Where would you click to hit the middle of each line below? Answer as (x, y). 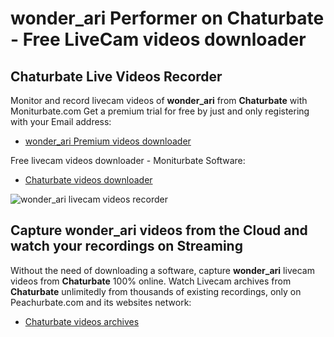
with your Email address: (61, 121)
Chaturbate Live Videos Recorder (116, 76)
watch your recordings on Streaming (126, 246)
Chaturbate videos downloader (88, 180)
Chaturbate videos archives (82, 321)
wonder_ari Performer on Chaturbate (167, 18)
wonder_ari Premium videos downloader (108, 141)
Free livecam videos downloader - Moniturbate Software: (128, 160)
